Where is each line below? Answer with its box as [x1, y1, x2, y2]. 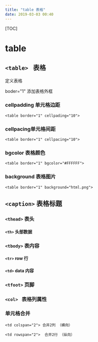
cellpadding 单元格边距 [5, 102, 60, 109]
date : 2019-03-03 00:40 [5, 12, 54, 17]
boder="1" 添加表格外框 [5, 88, 53, 94]
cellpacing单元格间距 [5, 126, 56, 132]
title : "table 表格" [5, 7, 46, 12]
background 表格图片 [5, 173, 56, 180]
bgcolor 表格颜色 [5, 149, 46, 156]
